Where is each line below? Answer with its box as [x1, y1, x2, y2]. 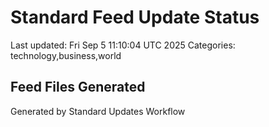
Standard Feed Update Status [10, 6, 260, 29]
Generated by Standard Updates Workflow [10, 105, 186, 117]
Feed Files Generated [10, 79, 146, 96]
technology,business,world [10, 49, 122, 61]
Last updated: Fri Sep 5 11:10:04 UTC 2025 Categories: [10, 39, 236, 51]
